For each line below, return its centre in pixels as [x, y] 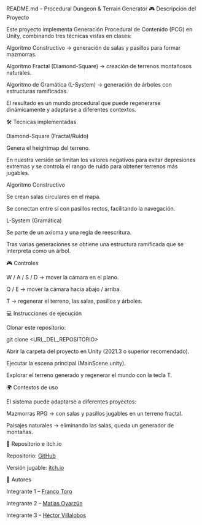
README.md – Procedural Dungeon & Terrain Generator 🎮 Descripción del [101, 9]
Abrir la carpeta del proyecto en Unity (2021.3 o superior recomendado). [98, 351]
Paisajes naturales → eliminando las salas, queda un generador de [90, 425]
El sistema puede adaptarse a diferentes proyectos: [72, 402]
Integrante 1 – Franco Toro [39, 491]
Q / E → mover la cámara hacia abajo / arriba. [64, 289]
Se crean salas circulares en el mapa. [54, 196]
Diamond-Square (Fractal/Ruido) [48, 136]
